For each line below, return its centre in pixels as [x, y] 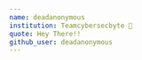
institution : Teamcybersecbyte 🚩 [71, 26]
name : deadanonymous [47, 17]
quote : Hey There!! [45, 34]
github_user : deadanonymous [61, 42]
